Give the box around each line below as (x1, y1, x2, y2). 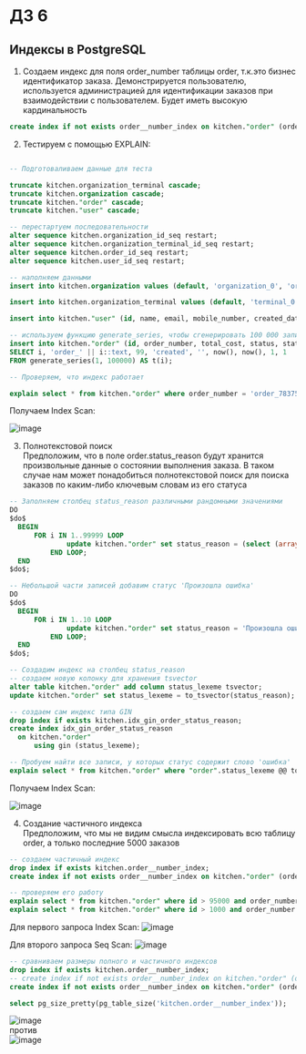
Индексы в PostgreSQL (9, 42, 147, 57)
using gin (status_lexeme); (33, 742, 141, 751)
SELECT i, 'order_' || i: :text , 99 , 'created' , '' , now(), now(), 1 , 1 (9, 347, 287, 356)
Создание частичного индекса (22, 817, 143, 829)
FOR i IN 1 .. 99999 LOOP (33, 530, 125, 540)
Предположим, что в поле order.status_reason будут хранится (22, 450, 264, 461)
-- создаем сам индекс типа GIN (9, 707, 132, 716)
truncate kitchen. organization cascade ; (9, 189, 166, 199)
